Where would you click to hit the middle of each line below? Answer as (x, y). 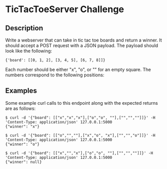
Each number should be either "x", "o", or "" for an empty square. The (78, 70)
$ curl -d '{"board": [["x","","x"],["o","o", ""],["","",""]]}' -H (79, 153)
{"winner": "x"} (22, 126)
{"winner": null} (24, 162)
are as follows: (21, 108)
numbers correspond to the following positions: (55, 75)
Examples (21, 91)
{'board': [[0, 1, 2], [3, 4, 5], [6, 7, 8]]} (55, 60)
